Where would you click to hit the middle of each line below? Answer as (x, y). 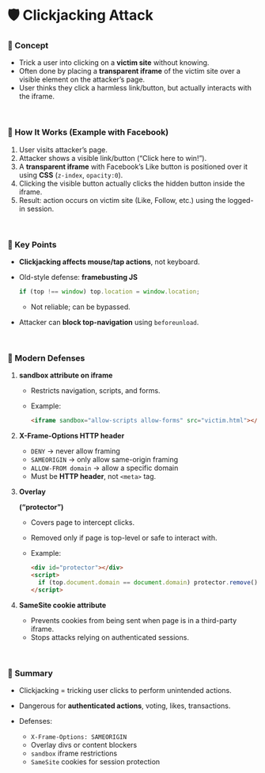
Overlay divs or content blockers (84, 744)
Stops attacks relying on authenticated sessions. (110, 637)
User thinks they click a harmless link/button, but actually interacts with (135, 88)
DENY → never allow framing (75, 451)
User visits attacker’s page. (63, 149)
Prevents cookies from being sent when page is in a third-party (134, 620)
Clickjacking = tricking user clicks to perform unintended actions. (125, 690)
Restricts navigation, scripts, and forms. (95, 391)
